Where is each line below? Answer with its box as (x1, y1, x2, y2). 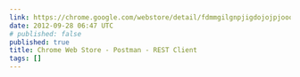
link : (9, 12, 29, 22)
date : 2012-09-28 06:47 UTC (9, 21, 114, 30)
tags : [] (9, 54, 42, 63)
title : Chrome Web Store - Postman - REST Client (9, 46, 198, 55)
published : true (9, 37, 70, 47)
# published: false (9, 29, 82, 38)
